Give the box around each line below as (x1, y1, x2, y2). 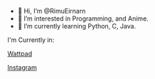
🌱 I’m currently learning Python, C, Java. (17, 22, 137, 30)
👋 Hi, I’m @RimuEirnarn (17, 7, 86, 15)
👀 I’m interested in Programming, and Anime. (17, 14, 149, 23)
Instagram (7, 63, 37, 71)
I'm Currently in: (7, 36, 55, 44)
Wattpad (7, 50, 33, 58)
